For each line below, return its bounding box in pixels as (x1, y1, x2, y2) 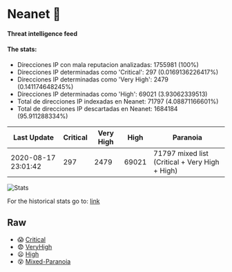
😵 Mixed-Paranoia (17, 257, 71, 265)
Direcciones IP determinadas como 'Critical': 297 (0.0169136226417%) (17, 68, 219, 76)
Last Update (12, 133, 54, 142)
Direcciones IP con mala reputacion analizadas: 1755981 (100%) (17, 60, 199, 68)
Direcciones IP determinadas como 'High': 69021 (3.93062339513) (17, 90, 208, 98)
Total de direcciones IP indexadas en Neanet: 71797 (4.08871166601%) (17, 97, 219, 106)
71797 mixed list (153, 148, 209, 158)
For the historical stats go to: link (7, 197, 100, 205)
